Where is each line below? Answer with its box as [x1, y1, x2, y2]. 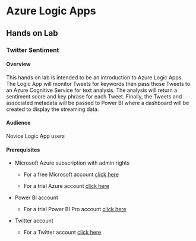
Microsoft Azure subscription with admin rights [14, 159, 130, 166]
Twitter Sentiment [6, 46, 59, 54]
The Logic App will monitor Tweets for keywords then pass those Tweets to [6, 80, 191, 87]
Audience [6, 119, 31, 126]
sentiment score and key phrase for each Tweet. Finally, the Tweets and [6, 92, 182, 100]
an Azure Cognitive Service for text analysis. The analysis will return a [6, 86, 177, 94]
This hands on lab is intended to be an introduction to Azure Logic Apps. [6, 73, 183, 81]
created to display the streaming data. [6, 106, 99, 113]
